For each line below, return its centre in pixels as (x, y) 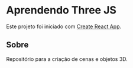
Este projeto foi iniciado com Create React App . (64, 26)
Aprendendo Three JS (61, 10)
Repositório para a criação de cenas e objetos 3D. (67, 59)
